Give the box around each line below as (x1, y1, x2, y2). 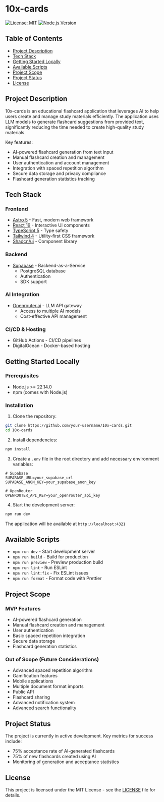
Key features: (5, 139, 33, 145)
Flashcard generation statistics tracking (12, 176, 95, 182)
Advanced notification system (12, 700, 75, 706)
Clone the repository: (12, 413, 57, 419)
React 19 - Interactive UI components (12, 222, 90, 228)
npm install (5, 446, 30, 451)
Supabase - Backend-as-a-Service (12, 262, 86, 268)
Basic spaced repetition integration (12, 633, 86, 639)
